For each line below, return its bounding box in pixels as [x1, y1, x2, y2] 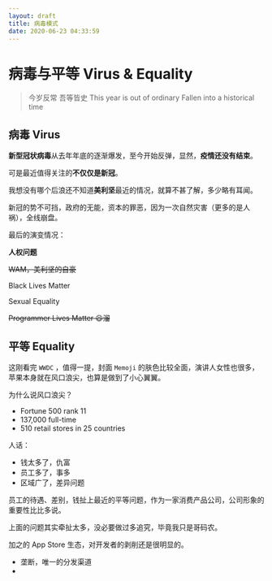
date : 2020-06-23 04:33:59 [8, 27, 100, 35]
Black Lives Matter [8, 281, 71, 291]
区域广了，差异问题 [19, 477, 85, 488]
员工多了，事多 [19, 467, 71, 477]
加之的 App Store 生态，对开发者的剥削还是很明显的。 [8, 540, 188, 549]
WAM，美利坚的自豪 [8, 265, 77, 275]
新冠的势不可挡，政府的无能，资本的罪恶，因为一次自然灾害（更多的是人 [8, 202, 250, 212]
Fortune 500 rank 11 [19, 405, 87, 415]
